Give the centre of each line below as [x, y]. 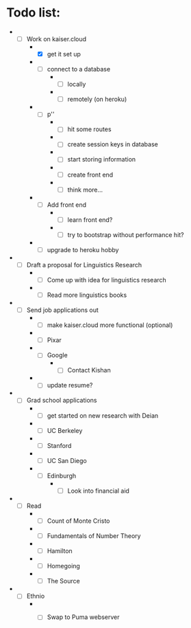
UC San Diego [67, 460]
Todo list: [34, 13]
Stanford [59, 445]
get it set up [64, 54]
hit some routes [89, 129]
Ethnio [36, 596]
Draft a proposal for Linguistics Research [84, 265]
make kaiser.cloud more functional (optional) [110, 325]
